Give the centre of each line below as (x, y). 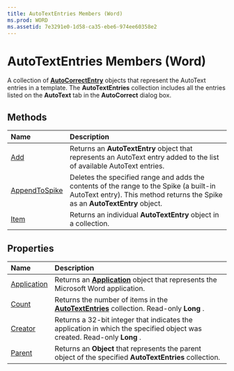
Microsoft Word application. (100, 288)
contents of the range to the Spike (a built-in (142, 186)
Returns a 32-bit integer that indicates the (124, 319)
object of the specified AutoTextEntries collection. (138, 357)
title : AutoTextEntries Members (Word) (65, 14)
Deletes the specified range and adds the (137, 177)
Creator (23, 328)
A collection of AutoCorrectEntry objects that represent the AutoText (107, 80)
